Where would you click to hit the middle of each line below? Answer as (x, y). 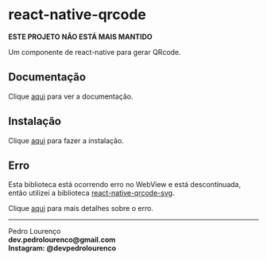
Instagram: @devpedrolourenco (62, 248)
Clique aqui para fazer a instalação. (66, 140)
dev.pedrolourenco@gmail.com (62, 240)
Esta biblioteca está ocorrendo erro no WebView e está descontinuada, (124, 185)
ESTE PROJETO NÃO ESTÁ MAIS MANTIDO (80, 37)
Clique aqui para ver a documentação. (71, 96)
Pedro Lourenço (35, 232)
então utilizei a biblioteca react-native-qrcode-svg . (91, 193)
